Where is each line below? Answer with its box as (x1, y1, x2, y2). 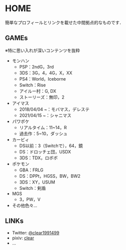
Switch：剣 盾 (19, 185, 46, 191)
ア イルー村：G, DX (19, 88, 57, 94)
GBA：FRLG (19, 167, 44, 173)
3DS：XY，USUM (19, 179, 55, 185)
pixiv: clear (12, 235, 34, 241)
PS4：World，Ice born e (19, 76, 66, 82)
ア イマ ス (12, 100, 30, 106)
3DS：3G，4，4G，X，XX (19, 70, 73, 76)
